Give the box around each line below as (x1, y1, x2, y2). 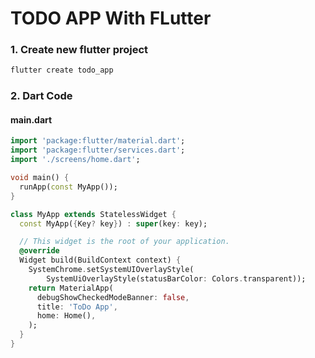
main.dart (10, 113, 53, 126)
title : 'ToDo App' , (36, 302, 118, 312)
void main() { (10, 173, 70, 183)
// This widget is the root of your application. (19, 237, 230, 247)
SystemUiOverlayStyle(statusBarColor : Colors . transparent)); (46, 273, 307, 284)
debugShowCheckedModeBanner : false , (36, 292, 190, 302)
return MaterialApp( (28, 283, 114, 293)
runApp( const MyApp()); (19, 182, 118, 192)
